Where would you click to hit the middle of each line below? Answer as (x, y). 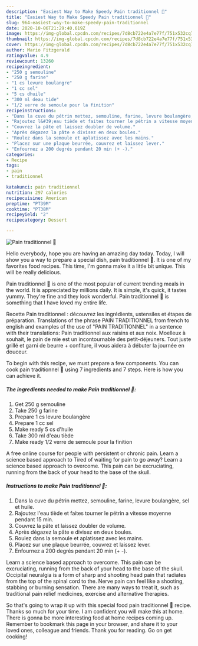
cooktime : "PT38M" (29, 209)
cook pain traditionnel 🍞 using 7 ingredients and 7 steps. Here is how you (95, 369)
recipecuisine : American (37, 198)
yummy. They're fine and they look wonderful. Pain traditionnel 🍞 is (88, 296)
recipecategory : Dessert (37, 220)
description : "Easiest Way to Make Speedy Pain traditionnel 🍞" (87, 12)
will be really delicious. (34, 272)
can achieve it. (24, 376)
